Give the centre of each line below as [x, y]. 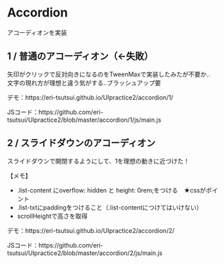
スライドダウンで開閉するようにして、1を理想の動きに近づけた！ [99, 161]
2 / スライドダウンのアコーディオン [81, 143]
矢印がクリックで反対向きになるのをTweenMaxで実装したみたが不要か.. [109, 74]
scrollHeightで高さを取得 [52, 216]
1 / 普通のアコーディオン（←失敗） [80, 56]
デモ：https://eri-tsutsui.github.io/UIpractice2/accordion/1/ [90, 97]
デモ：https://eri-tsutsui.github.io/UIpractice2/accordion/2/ [91, 230]
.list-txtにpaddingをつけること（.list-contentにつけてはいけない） [110, 207]
